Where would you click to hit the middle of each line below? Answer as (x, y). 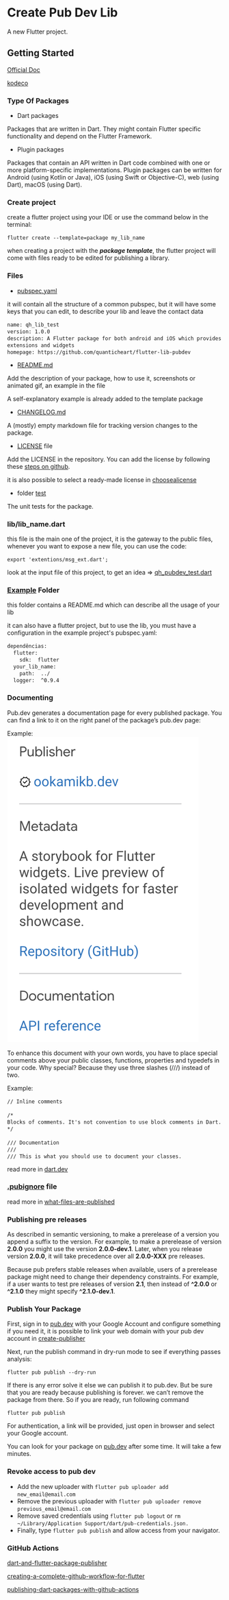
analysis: (19, 1359)
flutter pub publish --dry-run (52, 1372)
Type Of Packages (38, 101)
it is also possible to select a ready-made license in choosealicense (102, 480)
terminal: (19, 225)
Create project (31, 202)
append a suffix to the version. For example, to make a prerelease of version (114, 1241)
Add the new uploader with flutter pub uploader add (93, 1486)
